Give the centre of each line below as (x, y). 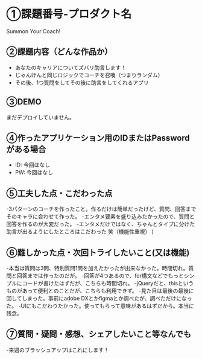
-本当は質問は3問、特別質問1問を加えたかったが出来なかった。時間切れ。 (97, 268)
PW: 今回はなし (34, 173)
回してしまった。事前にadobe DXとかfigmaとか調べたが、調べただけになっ (99, 298)
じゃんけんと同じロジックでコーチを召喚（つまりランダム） (89, 75)
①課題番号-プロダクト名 (69, 14)
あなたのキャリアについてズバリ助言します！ (71, 67)
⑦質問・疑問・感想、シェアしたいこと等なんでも (99, 334)
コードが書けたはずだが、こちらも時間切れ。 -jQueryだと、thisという (108, 283)
